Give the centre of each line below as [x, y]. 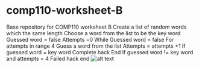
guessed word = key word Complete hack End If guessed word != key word [100, 52]
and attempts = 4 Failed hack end [48, 58]
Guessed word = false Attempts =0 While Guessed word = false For [90, 39]
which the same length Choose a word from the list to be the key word [93, 33]
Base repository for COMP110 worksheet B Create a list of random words [96, 27]
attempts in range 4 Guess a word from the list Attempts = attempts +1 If [96, 46]
